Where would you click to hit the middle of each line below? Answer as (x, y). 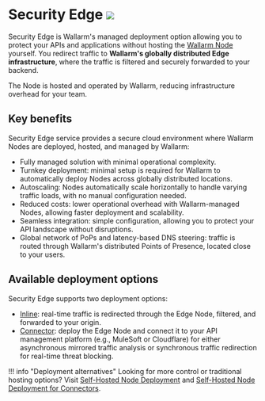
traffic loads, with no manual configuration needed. (103, 195)
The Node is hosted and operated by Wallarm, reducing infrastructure (122, 86)
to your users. (42, 254)
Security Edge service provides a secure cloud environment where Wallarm (131, 138)
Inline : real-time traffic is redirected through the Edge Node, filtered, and (138, 314)
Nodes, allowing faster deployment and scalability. (102, 212)
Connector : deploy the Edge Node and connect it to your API (118, 330)
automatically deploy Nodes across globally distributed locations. (126, 178)
